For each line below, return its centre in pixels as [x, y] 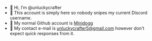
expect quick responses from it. [42, 33]
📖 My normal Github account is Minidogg [51, 23]
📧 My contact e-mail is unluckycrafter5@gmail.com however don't [77, 28]
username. [21, 18]
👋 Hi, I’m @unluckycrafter [36, 8]
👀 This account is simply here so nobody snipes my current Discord [78, 13]
